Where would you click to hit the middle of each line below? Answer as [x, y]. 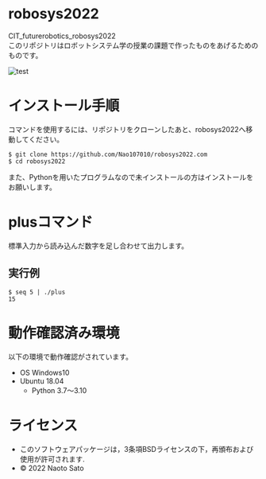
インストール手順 [64, 106]
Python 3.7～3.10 [59, 390]
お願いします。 [33, 187]
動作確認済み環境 [64, 333]
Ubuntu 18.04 [42, 381]
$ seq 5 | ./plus [37, 292]
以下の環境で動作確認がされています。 [71, 356]
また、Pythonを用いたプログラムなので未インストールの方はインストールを [131, 177]
